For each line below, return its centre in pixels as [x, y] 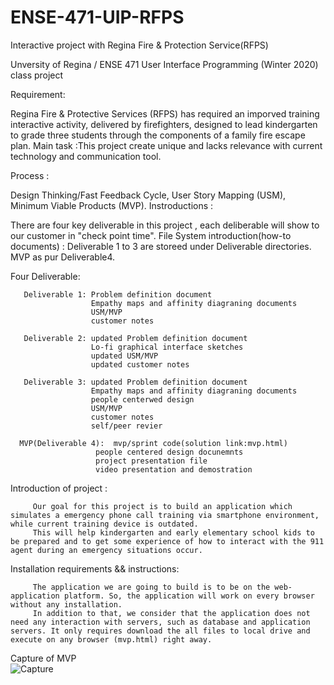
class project [37, 75]
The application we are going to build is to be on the [151, 587]
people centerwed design [142, 399]
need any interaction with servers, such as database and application [160, 622]
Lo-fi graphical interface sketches [167, 347]
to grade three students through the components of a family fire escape [158, 135]
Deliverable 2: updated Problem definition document [135, 338]
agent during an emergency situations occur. [106, 550]
